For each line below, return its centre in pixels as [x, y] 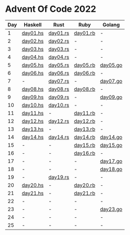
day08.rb [84, 89]
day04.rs [59, 57]
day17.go [111, 161]
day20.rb [84, 185]
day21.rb [84, 193]
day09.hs [33, 97]
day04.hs [33, 57]
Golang [111, 25]
